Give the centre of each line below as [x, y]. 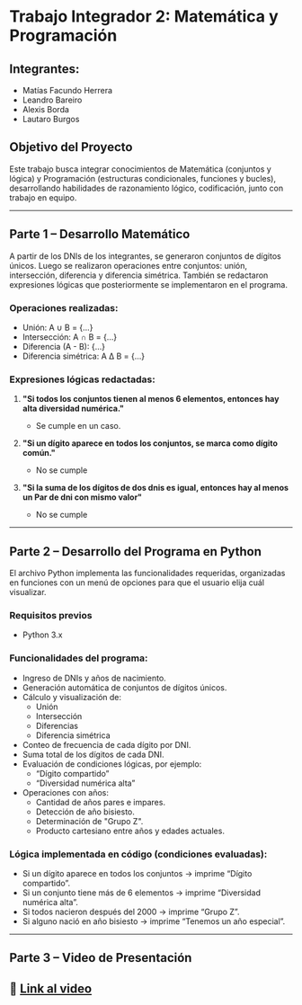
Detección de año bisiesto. [85, 812]
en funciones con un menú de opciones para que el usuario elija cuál [137, 583]
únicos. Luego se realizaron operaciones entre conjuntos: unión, [129, 265]
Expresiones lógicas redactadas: [82, 379]
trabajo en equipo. [43, 197]
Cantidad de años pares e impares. [101, 802]
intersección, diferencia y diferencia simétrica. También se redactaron [139, 275]
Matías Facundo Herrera [67, 90]
